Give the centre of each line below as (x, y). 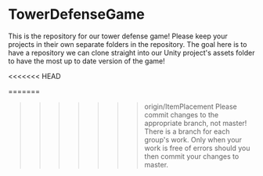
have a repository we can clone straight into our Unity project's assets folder (131, 52)
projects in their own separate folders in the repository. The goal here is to (128, 44)
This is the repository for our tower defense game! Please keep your (118, 36)
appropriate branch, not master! (196, 123)
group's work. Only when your (193, 139)
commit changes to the (182, 114)
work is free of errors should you (197, 148)
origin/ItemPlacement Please (191, 106)
